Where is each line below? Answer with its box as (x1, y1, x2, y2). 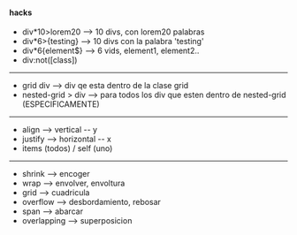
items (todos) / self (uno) (21, 143, 113, 154)
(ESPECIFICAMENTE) (21, 99, 100, 110)
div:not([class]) (21, 55, 78, 65)
